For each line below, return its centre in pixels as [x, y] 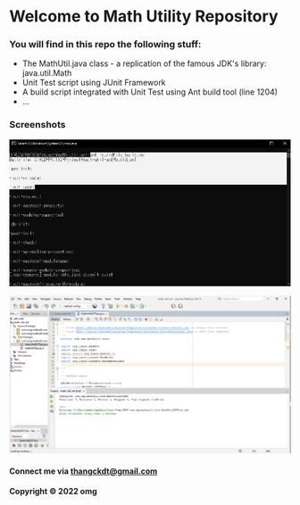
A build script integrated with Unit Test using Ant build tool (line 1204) [150, 92]
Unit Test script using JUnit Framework [94, 83]
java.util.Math [47, 73]
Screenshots [37, 125]
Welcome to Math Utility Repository [144, 17]
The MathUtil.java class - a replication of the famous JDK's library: [144, 63]
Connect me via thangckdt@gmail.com [83, 471]
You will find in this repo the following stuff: [105, 45]
